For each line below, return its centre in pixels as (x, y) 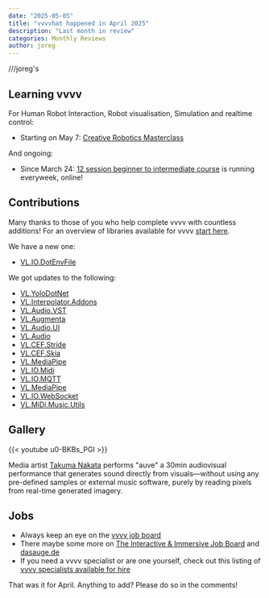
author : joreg (32, 46)
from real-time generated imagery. (66, 490)
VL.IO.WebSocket (49, 396)
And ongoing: (31, 153)
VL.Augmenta (43, 318)
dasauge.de (40, 552)
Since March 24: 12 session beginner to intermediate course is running (137, 168)
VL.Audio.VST (43, 310)
